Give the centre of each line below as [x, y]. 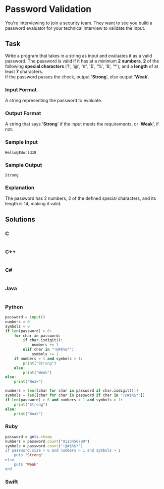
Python [14, 307]
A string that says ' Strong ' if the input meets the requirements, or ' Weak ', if [82, 124]
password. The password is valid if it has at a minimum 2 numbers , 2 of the [82, 61]
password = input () [25, 317]
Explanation [20, 187]
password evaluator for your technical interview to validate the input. [75, 28]
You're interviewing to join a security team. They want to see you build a [79, 23]
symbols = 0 [17, 326]
